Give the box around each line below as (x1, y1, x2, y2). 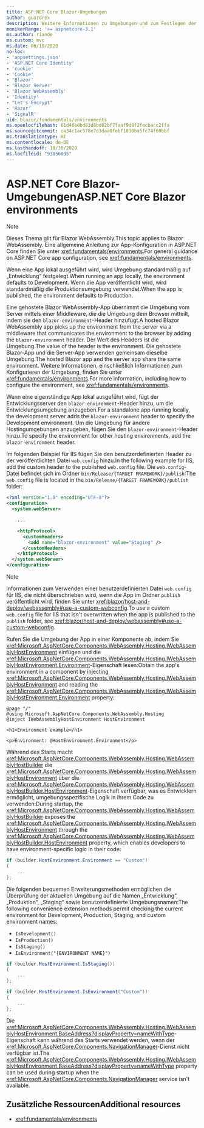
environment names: (6, 918, 58, 925)
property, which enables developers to (89, 839, 186, 846)
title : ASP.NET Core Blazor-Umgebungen (6, 9, 107, 15)
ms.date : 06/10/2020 (6, 43, 59, 49)
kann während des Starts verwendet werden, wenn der (37, 1036, 175, 1043)
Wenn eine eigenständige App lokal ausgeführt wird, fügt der (6, 393, 159, 401)
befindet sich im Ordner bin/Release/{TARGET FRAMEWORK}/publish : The (20, 470, 196, 477)
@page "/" (6, 705, 32, 712)
